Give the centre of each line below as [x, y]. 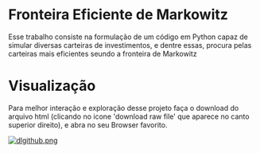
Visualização [52, 86]
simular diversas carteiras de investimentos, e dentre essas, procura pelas [130, 45]
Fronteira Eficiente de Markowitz [118, 15]
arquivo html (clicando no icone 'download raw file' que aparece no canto [129, 116]
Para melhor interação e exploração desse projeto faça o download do [124, 108]
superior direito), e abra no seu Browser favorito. [88, 124]
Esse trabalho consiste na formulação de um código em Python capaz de [128, 37]
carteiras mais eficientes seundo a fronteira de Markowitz [103, 53]
